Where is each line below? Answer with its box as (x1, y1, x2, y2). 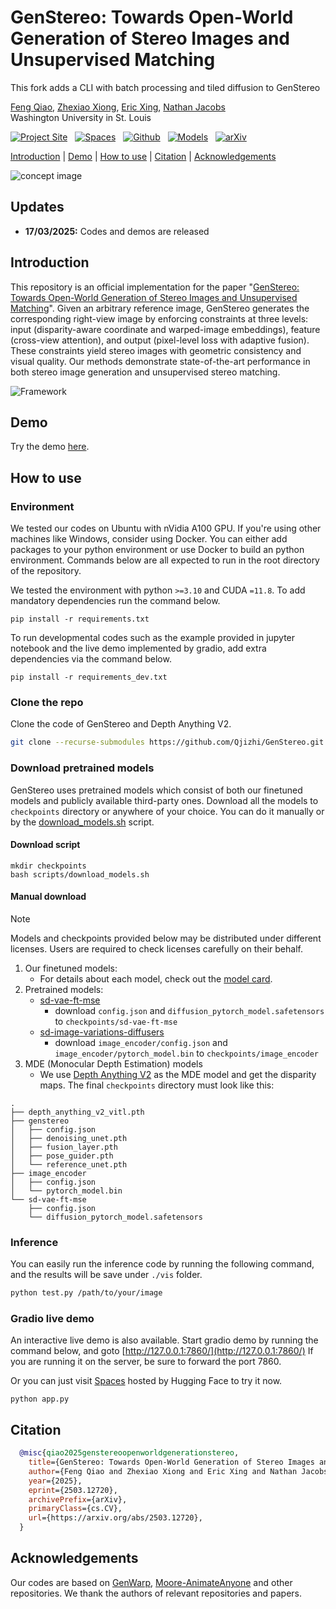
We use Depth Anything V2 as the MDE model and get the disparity (39, 1068, 317, 1080)
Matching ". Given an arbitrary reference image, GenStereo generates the (10, 302, 310, 314)
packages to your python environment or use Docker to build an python (10, 544, 305, 556)
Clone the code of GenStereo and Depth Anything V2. (10, 718, 232, 730)
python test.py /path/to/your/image (10, 1288, 163, 1298)
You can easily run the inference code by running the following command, (10, 1258, 315, 1270)
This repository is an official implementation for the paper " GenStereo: (10, 281, 300, 293)
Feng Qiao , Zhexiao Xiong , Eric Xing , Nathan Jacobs (10, 101, 226, 113)
